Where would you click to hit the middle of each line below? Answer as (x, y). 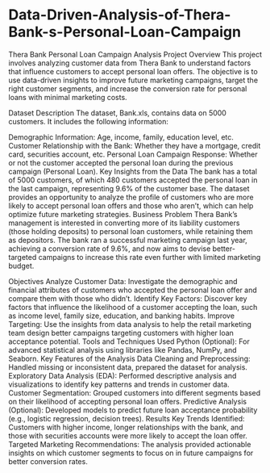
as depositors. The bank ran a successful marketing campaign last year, (128, 240)
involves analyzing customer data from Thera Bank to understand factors (130, 63)
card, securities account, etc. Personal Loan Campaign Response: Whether (133, 154)
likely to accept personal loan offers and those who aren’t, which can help (131, 205)
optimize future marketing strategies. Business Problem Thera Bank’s (123, 214)
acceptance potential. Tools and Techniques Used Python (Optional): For (129, 341)
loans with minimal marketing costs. (68, 97)
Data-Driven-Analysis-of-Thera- (120, 15)
